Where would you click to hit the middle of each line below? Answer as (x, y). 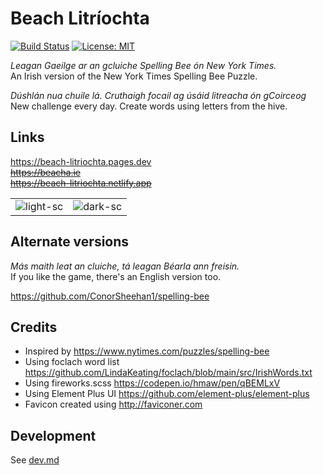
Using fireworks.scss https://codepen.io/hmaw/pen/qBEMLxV (152, 383)
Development (53, 435)
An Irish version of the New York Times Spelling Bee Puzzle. (134, 76)
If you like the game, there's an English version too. (116, 276)
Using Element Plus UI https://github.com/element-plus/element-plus (167, 394)
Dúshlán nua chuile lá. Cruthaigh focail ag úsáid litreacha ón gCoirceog (158, 95)
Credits (34, 327)
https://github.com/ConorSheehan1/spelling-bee (110, 296)
